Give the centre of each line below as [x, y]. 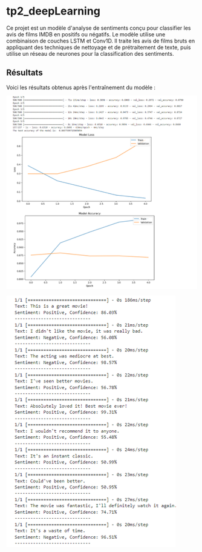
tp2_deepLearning [54, 11]
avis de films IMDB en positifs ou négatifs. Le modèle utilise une [86, 34]
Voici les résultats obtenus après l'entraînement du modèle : [81, 87]
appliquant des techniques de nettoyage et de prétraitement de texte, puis [99, 47]
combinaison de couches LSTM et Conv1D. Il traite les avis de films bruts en [101, 41]
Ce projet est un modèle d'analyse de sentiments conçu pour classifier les [99, 28]
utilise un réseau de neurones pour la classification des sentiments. [90, 53]
